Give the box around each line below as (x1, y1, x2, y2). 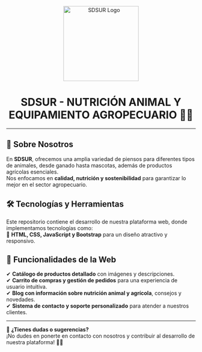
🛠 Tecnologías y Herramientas (6, 199, 124, 210)
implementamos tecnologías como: (6, 224, 93, 231)
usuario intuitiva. (6, 283, 47, 291)
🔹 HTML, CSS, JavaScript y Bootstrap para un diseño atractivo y (6, 231, 168, 238)
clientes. (6, 309, 28, 316)
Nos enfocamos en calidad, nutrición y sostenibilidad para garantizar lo (6, 174, 186, 181)
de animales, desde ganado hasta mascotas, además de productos (6, 162, 173, 169)
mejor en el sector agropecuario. (6, 181, 87, 188)
